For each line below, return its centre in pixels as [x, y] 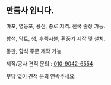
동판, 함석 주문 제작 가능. [35, 51]
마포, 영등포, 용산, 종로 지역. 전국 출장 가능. [56, 26]
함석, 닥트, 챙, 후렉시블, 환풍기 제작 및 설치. [56, 38]
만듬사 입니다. [30, 11]
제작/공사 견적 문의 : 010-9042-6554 [50, 63]
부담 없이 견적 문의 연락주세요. [41, 76]
